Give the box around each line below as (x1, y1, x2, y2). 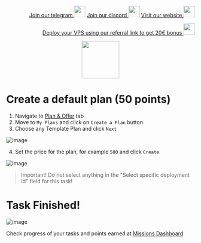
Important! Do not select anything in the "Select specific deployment (20, 171, 190, 179)
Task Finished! (6, 199, 81, 212)
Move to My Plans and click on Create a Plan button (14, 118, 144, 125)
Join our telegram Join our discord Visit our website (29, 12, 182, 19)
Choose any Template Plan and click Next (14, 125, 117, 132)
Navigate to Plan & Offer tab (14, 112, 84, 119)
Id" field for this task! (20, 177, 73, 184)
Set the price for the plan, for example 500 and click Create (14, 148, 160, 155)
